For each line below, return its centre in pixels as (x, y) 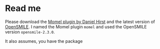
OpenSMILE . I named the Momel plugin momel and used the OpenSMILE (76, 26)
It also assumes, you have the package (44, 41)
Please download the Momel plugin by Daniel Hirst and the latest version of (80, 22)
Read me (23, 8)
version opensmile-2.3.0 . (30, 32)
